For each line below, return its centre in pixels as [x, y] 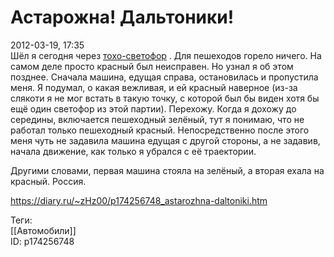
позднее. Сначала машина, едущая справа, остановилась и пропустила [164, 77]
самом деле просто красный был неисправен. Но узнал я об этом [152, 66]
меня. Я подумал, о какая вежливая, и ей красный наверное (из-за [154, 87]
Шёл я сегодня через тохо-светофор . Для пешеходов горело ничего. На [166, 55]
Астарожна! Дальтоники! [122, 17]
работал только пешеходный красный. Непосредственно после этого [160, 130]
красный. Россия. [48, 181]
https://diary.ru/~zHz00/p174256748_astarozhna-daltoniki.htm [139, 200]
